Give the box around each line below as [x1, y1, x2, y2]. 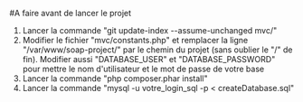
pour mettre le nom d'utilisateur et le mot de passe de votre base [22, 63, 265, 74]
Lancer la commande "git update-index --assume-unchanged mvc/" [22, 25, 278, 35]
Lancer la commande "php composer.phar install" [22, 73, 208, 84]
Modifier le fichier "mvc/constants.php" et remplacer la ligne [22, 35, 249, 45]
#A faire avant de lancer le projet [9, 8, 132, 18]
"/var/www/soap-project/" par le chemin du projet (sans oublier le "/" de [22, 44, 293, 55]
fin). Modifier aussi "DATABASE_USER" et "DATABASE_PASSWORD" [22, 54, 276, 64]
